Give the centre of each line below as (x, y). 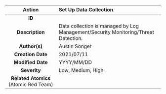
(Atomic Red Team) (31, 84)
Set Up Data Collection (86, 10)
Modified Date (31, 62)
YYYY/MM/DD (75, 62)
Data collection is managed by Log (99, 26)
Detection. (71, 38)
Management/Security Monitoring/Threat (106, 32)
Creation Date (31, 54)
